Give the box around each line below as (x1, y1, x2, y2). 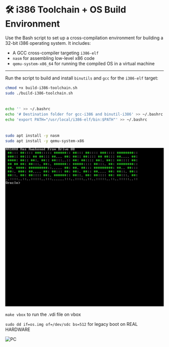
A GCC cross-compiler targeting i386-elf (12, 50, 99, 56)
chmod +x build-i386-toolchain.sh (5, 85, 78, 91)
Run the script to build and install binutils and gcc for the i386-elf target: (5, 75, 158, 81)
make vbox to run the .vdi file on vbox (5, 311, 81, 317)
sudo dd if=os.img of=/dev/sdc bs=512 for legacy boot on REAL (5, 321, 138, 327)
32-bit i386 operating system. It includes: (5, 40, 91, 46)
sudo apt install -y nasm (5, 133, 59, 138)
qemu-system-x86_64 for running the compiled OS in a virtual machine (12, 60, 155, 66)
